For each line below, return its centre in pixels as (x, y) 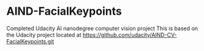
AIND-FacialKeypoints (64, 11)
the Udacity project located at (44, 34)
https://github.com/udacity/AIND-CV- (130, 34)
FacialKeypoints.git (30, 41)
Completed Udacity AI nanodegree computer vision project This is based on (102, 28)
